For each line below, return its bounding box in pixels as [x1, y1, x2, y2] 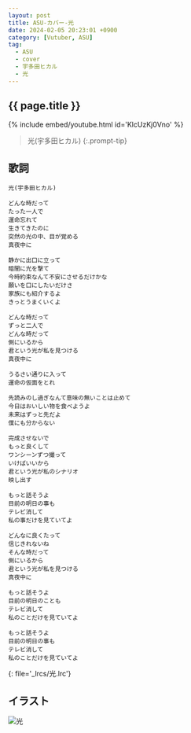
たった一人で [8, 208, 44, 216]
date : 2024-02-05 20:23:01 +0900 [8, 26, 118, 34]
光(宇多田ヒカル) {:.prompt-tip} [27, 136, 128, 145]
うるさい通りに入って [8, 370, 67, 378]
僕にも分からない [8, 419, 56, 427]
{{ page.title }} [8, 99, 81, 112]
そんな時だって [8, 548, 50, 557]
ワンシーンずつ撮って [8, 451, 67, 459]
